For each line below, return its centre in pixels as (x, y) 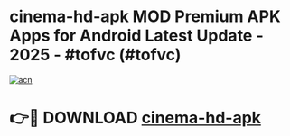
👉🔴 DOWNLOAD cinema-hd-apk (136, 118)
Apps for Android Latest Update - (136, 36)
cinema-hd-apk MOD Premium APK (145, 17)
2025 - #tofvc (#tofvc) (95, 55)
